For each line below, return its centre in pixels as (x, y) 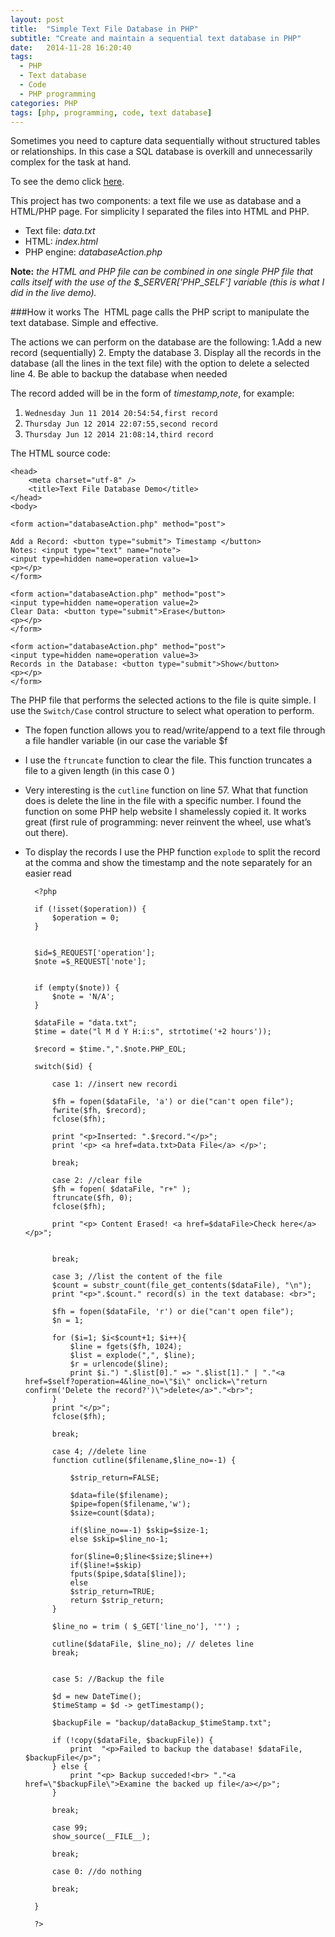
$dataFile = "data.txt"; (86, 1023)
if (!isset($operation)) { (90, 909)
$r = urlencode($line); (119, 1364)
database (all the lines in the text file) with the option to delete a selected (160, 363)
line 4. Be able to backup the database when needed (119, 374)
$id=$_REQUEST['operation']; (95, 953)
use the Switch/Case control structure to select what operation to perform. (162, 711)
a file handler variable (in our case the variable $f (126, 741)
